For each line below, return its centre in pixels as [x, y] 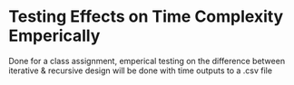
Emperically [54, 36]
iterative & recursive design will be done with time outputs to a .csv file [141, 71]
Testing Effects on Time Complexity [146, 17]
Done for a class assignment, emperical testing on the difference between [147, 61]
